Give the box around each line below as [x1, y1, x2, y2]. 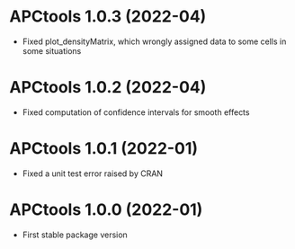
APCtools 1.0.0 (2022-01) [9, 200, 203, 219]
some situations [22, 45, 82, 56]
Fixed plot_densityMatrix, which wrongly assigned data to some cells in [22, 36, 287, 47]
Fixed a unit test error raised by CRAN [22, 168, 164, 179]
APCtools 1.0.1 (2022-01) [9, 138, 199, 159]
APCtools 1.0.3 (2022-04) [9, 6, 207, 27]
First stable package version [22, 229, 128, 240]
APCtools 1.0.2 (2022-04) [9, 77, 207, 98]
